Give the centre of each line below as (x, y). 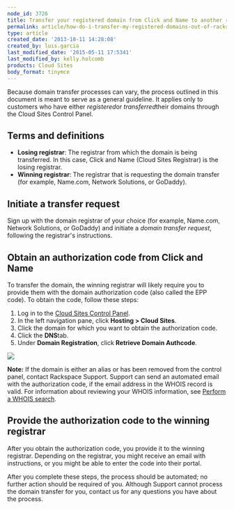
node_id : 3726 (28, 14)
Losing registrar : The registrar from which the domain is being (107, 152)
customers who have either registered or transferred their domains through (113, 106)
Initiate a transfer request (64, 204)
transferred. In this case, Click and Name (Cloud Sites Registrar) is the (118, 160)
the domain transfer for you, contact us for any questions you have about (112, 491)
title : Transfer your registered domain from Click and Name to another (115, 20)
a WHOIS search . (32, 399)
